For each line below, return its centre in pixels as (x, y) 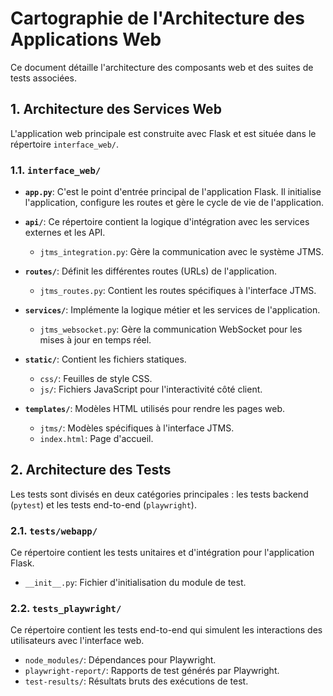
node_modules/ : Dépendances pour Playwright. (120, 660)
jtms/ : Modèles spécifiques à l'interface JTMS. (137, 428)
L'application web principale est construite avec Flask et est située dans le (163, 133)
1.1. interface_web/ (56, 170)
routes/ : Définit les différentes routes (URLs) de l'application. (150, 271)
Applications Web (86, 39)
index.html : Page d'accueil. (96, 439)
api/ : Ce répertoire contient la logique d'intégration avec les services (167, 222)
